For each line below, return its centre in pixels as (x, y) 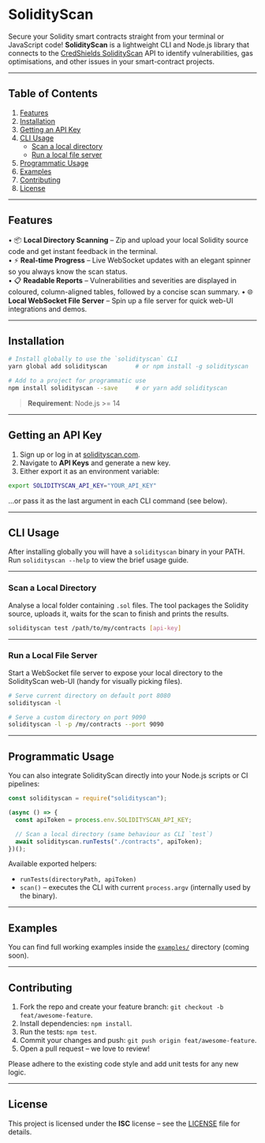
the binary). (38, 896)
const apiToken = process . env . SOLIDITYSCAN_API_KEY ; (104, 820)
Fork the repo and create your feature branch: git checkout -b (121, 1007)
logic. (17, 1072)
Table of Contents (53, 93)
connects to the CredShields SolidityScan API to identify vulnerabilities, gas (131, 53)
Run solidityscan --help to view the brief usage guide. (99, 560)
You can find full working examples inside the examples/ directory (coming (129, 947)
